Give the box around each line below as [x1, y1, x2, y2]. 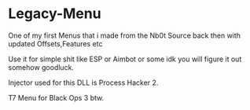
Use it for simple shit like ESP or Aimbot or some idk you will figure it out [8, 54, 242, 64]
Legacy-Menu [8, 5, 101, 23]
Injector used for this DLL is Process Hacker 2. [8, 78, 159, 87]
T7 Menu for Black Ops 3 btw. [8, 93, 105, 102]
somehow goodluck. [8, 62, 75, 71]
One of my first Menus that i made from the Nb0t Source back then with [8, 31, 241, 40]
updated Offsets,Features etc [8, 38, 103, 48]
